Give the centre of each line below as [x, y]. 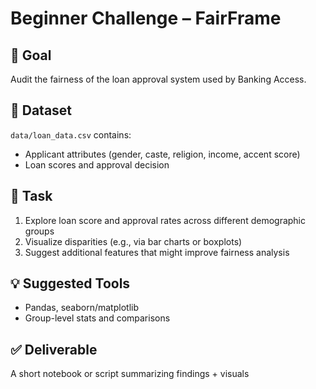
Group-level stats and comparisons [97, 318]
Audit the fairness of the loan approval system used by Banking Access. [158, 79]
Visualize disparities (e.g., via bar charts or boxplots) [133, 241]
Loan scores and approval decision [97, 164]
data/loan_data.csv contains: [71, 134]
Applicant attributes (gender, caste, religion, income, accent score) [162, 154]
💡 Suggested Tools [70, 283]
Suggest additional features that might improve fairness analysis [157, 252]
